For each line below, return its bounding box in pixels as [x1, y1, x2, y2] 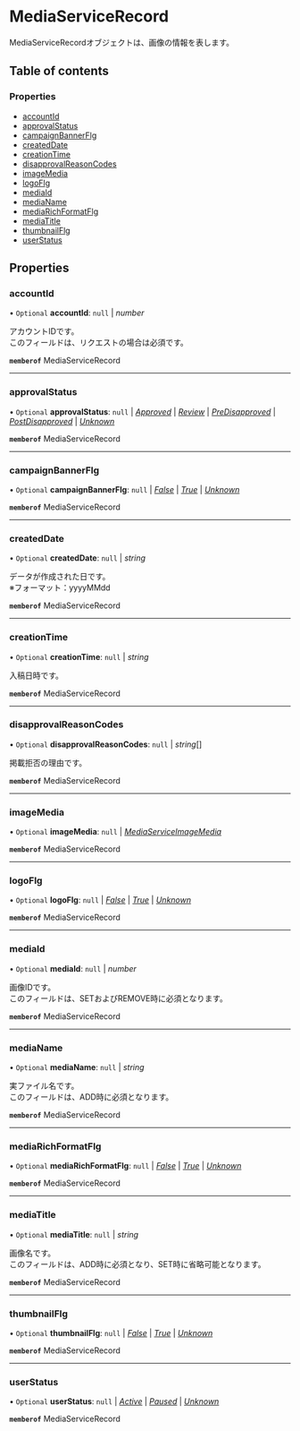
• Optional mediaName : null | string [9, 1061, 145, 1072]
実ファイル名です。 [9, 1080, 79, 1091]
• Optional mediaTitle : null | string [9, 1229, 139, 1239]
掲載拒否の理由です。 [9, 757, 87, 767]
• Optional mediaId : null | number [9, 963, 137, 973]
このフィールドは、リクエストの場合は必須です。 [9, 338, 189, 348]
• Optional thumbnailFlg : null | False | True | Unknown [9, 1327, 213, 1338]
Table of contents [9, 64, 109, 79]
